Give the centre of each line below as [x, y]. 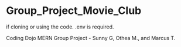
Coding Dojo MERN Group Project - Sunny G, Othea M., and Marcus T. [91, 38]
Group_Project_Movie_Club [74, 11]
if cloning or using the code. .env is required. [60, 27]
